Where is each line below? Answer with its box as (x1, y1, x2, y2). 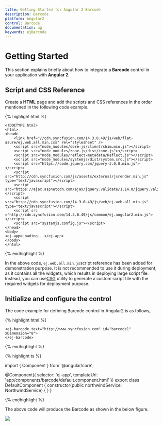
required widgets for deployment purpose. (5, 281, 90, 286)
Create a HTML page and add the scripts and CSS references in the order (5, 99, 152, 105)
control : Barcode (5, 20, 40, 26)
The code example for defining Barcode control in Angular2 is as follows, (5, 307, 151, 314)
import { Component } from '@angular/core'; (5, 362, 94, 368)
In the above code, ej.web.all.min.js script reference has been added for (5, 260, 153, 266)
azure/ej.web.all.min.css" (5, 140, 60, 145)
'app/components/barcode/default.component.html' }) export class (5, 377, 140, 383)
